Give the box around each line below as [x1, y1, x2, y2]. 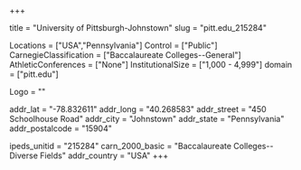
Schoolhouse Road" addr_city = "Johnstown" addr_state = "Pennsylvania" [9, 114, 285, 124]
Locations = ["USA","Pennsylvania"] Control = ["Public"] [9, 40, 218, 51]
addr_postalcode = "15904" [9, 123, 113, 134]
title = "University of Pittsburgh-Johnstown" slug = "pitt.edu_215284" [9, 23, 267, 33]
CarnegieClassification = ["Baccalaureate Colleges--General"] [9, 50, 241, 60]
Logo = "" [9, 87, 46, 97]
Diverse [9, 150, 39, 161]
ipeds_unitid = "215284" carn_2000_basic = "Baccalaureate [9, 141, 232, 151]
